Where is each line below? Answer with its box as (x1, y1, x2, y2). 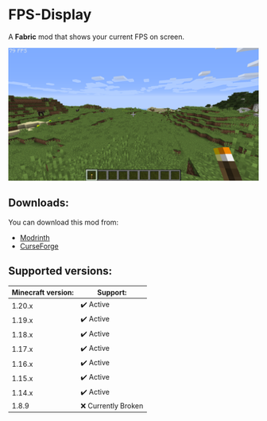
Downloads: (8, 197, 69, 210)
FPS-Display (8, 6, 92, 24)
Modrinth (19, 232, 50, 242)
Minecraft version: (11, 287, 74, 297)
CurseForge (19, 241, 60, 251)
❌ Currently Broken (80, 400, 144, 411)
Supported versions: (8, 264, 113, 278)
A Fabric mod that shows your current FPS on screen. (8, 32, 185, 41)
